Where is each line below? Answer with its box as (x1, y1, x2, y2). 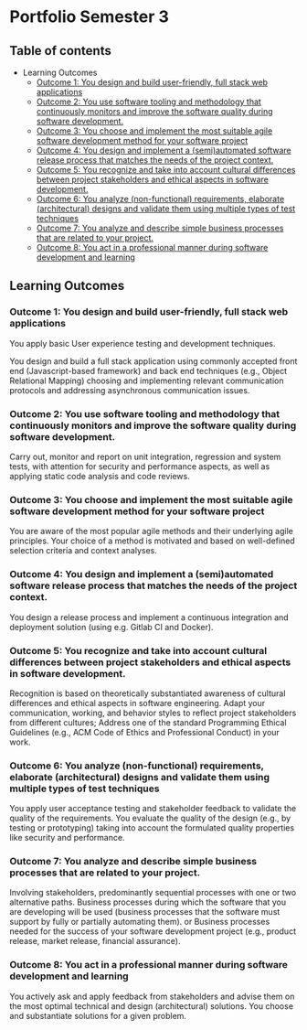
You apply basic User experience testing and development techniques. (9, 338, 276, 349)
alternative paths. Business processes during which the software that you (9, 896, 286, 907)
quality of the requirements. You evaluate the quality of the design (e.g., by (9, 812, 291, 824)
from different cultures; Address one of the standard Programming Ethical (9, 716, 287, 728)
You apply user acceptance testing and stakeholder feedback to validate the (9, 803, 297, 814)
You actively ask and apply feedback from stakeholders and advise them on (9, 991, 295, 1002)
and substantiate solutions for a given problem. (9, 1010, 187, 1021)
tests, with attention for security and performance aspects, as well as (9, 460, 270, 472)
